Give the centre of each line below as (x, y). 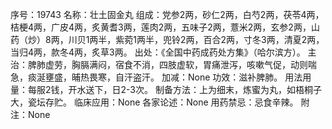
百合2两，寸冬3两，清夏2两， (264, 39)
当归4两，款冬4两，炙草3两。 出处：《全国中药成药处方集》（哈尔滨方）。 (158, 52)
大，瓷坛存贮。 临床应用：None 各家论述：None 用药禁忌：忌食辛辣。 (154, 102)
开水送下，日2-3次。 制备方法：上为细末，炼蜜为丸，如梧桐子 (195, 89)
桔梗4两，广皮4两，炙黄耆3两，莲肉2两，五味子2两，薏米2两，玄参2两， (161, 27)
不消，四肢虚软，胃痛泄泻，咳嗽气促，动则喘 (224, 64)
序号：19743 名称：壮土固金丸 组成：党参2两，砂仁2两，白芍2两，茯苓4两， (167, 14)
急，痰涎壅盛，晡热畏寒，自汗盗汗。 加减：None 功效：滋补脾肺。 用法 (156, 77)
